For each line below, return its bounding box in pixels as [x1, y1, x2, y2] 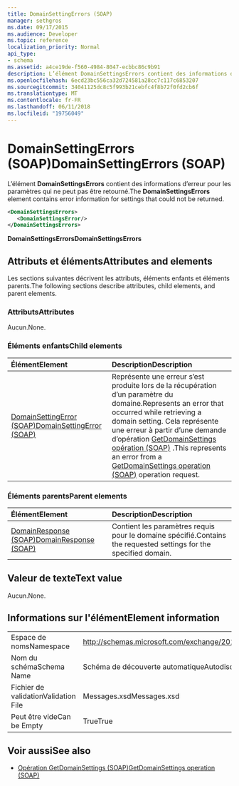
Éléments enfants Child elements [7, 341, 122, 351]
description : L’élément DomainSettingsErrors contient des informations [7, 70, 228, 77]
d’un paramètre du [111, 389, 174, 399]
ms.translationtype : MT [7, 90, 78, 97]
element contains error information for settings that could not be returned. [7, 194, 225, 203]
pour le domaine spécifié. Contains [111, 531, 226, 541]
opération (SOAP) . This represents [111, 443, 227, 453]
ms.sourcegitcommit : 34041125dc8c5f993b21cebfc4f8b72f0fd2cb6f [7, 83, 199, 91]
